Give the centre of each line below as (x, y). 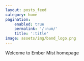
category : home (21, 15)
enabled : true (29, 24)
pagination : (18, 19)
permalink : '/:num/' (36, 29)
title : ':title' (32, 34)
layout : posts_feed (26, 10)
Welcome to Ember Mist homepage (42, 53)
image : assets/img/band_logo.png (41, 39)
